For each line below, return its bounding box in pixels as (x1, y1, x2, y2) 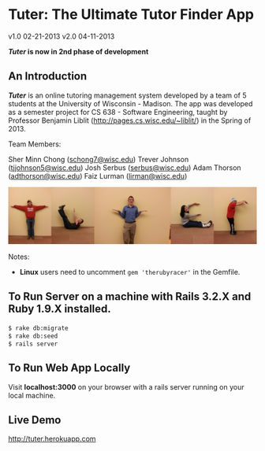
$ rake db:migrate (8, 324, 69, 332)
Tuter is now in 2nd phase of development (8, 46, 149, 56)
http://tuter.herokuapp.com (8, 434, 96, 444)
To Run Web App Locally (8, 361, 131, 375)
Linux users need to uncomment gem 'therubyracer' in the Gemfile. (19, 267, 241, 276)
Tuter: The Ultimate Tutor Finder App (8, 6, 255, 24)
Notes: (8, 252, 30, 261)
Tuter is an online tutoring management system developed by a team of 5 (8, 91, 247, 100)
